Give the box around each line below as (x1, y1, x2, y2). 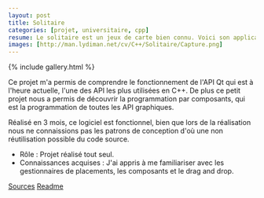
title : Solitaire (8, 19, 65, 27)
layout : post (8, 11, 51, 20)
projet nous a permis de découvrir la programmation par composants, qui (8, 94, 246, 104)
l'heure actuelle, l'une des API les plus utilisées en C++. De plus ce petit (8, 86, 241, 95)
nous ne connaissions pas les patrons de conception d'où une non (8, 126, 224, 136)
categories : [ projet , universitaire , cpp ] (8, 26, 149, 34)
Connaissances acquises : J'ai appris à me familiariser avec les (19, 158, 225, 167)
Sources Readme (8, 181, 64, 191)
